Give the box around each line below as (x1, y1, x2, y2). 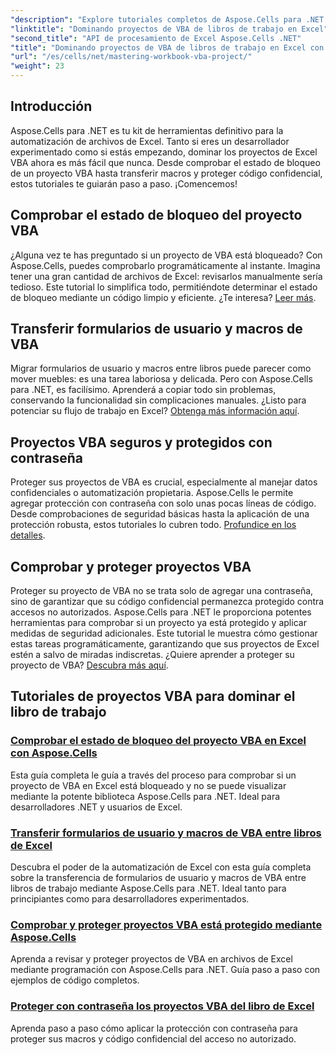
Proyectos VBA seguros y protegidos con (10, 434, 273, 451)
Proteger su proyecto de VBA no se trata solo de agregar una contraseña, (10, 585, 314, 597)
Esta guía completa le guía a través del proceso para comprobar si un (10, 769, 297, 781)
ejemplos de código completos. (10, 974, 140, 986)
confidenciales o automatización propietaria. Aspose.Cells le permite (10, 487, 294, 499)
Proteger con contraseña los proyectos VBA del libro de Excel (10, 999, 315, 1013)
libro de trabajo (10, 704, 107, 721)
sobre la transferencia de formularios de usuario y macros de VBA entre (10, 872, 307, 884)
